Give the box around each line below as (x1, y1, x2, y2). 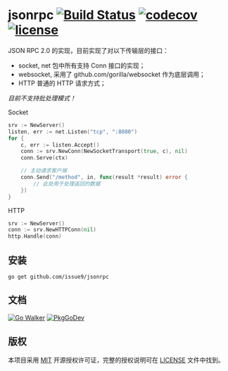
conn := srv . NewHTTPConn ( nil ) (8, 226, 97, 233)
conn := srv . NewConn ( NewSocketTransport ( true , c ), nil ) (20, 148, 189, 155)
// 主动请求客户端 (20, 167, 68, 174)
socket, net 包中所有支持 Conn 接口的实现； (18, 61, 146, 70)
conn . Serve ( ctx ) (20, 154, 69, 162)
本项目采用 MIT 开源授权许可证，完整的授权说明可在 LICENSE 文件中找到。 (8, 355, 224, 364)
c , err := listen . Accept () (20, 141, 100, 148)
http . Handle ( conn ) (8, 233, 62, 240)
